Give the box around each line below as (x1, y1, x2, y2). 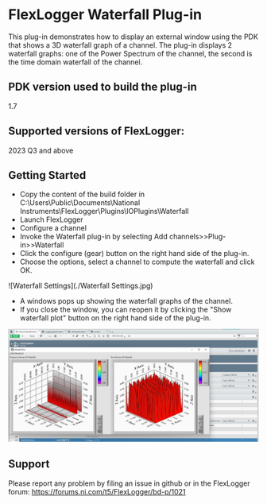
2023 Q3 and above (8, 145, 74, 155)
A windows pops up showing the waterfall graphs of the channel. (19, 297, 233, 306)
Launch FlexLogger (19, 215, 83, 224)
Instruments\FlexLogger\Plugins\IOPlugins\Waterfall (19, 207, 189, 216)
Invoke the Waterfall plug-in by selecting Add (19, 232, 168, 242)
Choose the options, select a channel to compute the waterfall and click (19, 257, 255, 267)
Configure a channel (19, 223, 87, 233)
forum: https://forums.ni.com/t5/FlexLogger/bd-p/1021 (8, 487, 186, 496)
